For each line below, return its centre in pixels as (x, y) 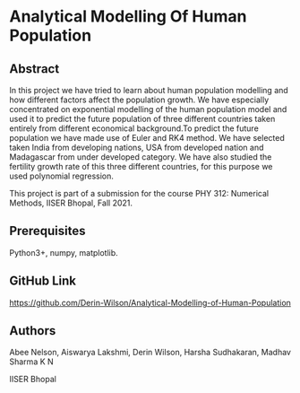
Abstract (34, 69)
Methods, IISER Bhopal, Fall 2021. (71, 203)
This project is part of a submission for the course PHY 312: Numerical (139, 193)
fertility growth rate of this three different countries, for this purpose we (141, 166)
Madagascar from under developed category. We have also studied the (141, 157)
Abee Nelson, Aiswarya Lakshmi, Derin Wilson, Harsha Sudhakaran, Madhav (150, 353)
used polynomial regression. (61, 176)
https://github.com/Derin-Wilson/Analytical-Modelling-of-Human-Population (150, 302)
